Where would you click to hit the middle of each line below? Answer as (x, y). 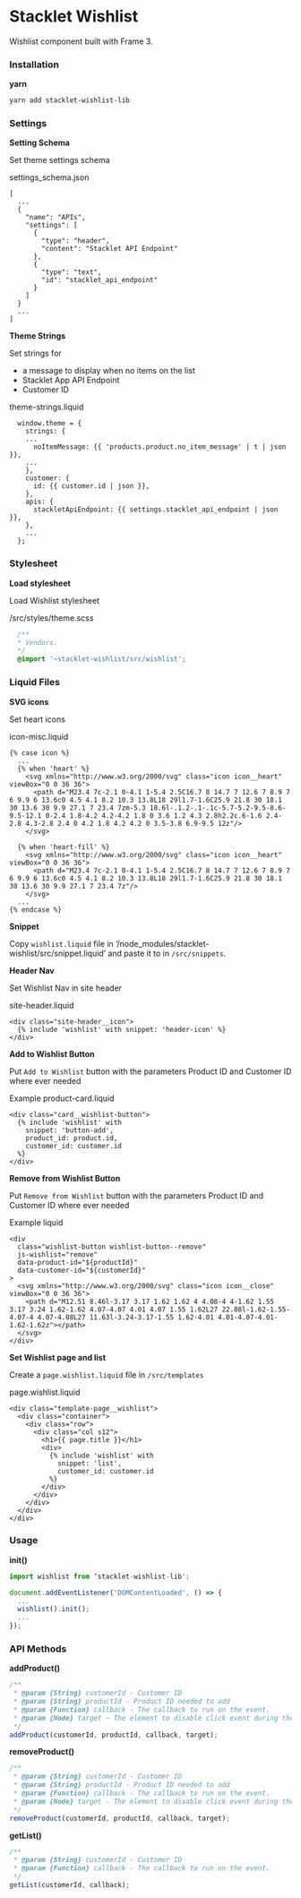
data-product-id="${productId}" (78, 1262)
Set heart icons (37, 719)
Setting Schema (39, 143)
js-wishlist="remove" (58, 1254)
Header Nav (32, 970)
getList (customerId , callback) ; (69, 1885)
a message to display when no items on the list (108, 371)
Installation (34, 64)
